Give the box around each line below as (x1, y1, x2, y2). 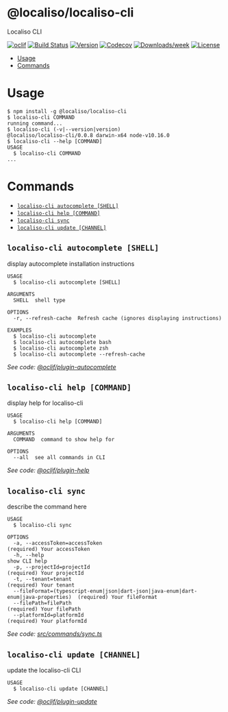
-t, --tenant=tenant (13, 576, 72, 583)
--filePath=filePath (13, 600, 72, 607)
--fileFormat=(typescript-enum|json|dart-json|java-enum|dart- (13, 588, 197, 595)
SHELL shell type (13, 297, 66, 304)
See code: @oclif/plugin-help (7, 466, 90, 474)
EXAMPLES (7, 327, 32, 334)
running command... (7, 120, 63, 127)
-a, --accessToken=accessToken (13, 540, 103, 547)
